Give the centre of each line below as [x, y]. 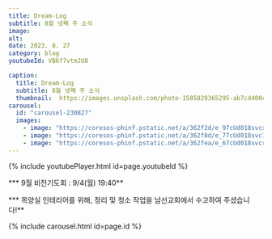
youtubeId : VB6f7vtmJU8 [49, 61]
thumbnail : [34, 98]
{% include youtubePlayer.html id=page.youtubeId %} [98, 166]
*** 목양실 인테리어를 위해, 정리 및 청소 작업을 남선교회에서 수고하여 [115, 199]
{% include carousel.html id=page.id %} [75, 226]
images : [29, 121]
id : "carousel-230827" [54, 113]
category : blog [34, 53]
